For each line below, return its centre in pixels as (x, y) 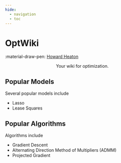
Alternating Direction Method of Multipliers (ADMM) (64, 150)
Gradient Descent (30, 145)
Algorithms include (24, 135)
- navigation (23, 14)
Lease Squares (27, 108)
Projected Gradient (31, 155)
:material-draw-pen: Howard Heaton (42, 56)
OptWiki (22, 43)
